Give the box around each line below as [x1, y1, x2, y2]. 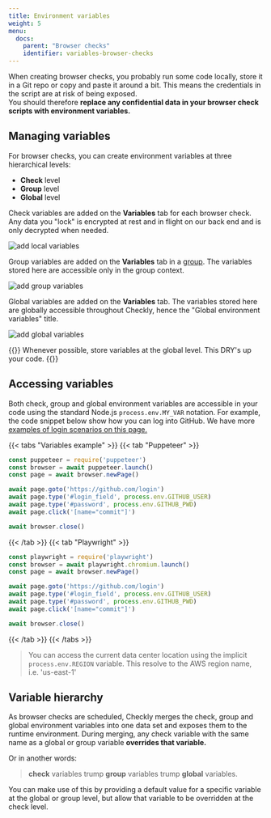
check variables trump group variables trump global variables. [28, 769, 238, 779]
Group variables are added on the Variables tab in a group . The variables [8, 256, 252, 266]
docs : [15, 34, 35, 43]
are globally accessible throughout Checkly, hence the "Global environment [8, 305, 260, 315]
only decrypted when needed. [8, 225, 109, 235]
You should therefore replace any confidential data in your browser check [8, 98, 259, 107]
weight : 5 [8, 19, 42, 28]
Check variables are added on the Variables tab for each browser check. [8, 208, 252, 218]
